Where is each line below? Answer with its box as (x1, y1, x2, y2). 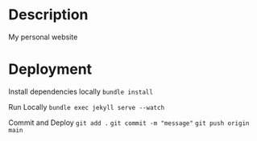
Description (8, 6, 89, 24)
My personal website (8, 32, 78, 42)
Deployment (8, 60, 93, 79)
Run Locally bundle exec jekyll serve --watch (8, 102, 165, 111)
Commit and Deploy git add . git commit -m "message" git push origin (8, 118, 250, 127)
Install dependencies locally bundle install (8, 87, 153, 96)
